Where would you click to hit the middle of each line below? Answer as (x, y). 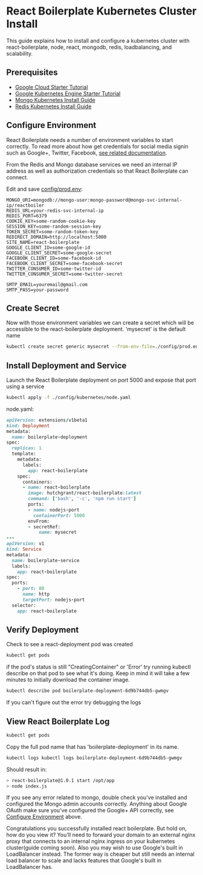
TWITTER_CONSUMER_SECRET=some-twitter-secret (64, 274)
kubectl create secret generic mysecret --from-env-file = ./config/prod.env (104, 347)
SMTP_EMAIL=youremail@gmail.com (47, 284)
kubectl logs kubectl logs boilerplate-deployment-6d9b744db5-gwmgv (94, 758)
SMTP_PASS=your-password (37, 290)
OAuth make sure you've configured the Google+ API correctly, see (90, 810)
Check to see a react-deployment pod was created (69, 644)
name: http (36, 594)
